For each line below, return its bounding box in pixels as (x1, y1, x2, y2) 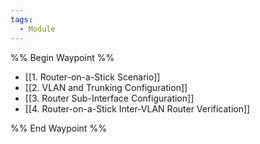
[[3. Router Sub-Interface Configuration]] (24, 92, 195, 104)
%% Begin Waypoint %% (10, 51, 115, 63)
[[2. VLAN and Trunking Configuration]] (24, 81, 188, 93)
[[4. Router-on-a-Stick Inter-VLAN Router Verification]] (24, 102, 251, 115)
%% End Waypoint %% (10, 122, 107, 134)
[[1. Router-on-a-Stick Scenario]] (24, 71, 161, 83)
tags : (10, 14, 33, 25)
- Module (19, 24, 56, 34)
